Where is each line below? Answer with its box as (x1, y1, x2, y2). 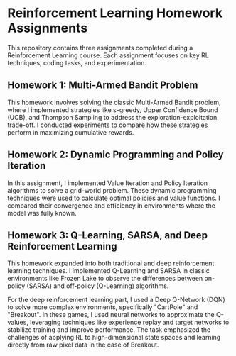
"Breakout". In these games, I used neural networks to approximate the (7, 311, 215, 319)
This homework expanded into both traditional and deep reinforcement (7, 259, 215, 267)
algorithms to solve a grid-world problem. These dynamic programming (7, 186, 217, 194)
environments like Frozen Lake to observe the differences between (7, 274, 203, 283)
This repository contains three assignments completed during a (7, 43, 193, 52)
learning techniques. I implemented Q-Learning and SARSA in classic (7, 267, 210, 275)
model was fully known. (7, 208, 77, 217)
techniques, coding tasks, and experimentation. (7, 58, 147, 67)
